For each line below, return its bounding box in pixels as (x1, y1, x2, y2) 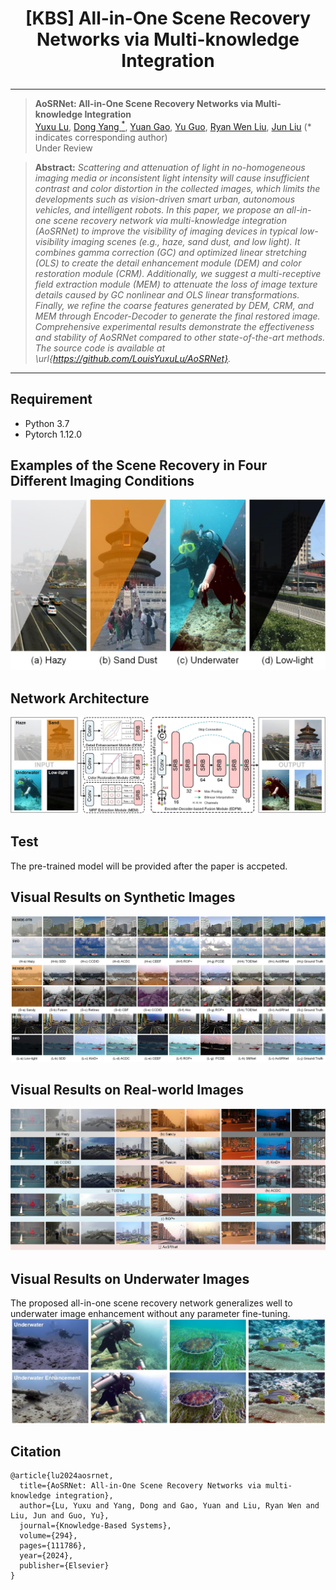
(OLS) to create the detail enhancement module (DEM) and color (34, 257, 302, 269)
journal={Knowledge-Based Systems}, (19, 1521, 172, 1531)
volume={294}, (19, 1531, 78, 1541)
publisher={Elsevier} (19, 1561, 110, 1571)
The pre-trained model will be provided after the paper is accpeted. (10, 860, 288, 872)
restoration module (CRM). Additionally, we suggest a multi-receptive (34, 267, 322, 279)
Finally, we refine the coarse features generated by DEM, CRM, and (34, 299, 315, 311)
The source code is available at (34, 342, 166, 354)
